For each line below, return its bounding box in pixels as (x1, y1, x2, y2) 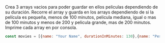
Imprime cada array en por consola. (5, 25, 78, 30)
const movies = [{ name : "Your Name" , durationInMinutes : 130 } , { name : (5, 34, 151, 39)
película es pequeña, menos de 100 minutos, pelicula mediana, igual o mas (5, 14, 156, 20)
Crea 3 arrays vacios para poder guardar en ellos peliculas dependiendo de (5, 4, 158, 10)
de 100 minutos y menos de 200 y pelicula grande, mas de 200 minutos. (5, 19, 151, 25)
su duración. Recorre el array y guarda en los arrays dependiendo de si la (5, 9, 154, 15)
